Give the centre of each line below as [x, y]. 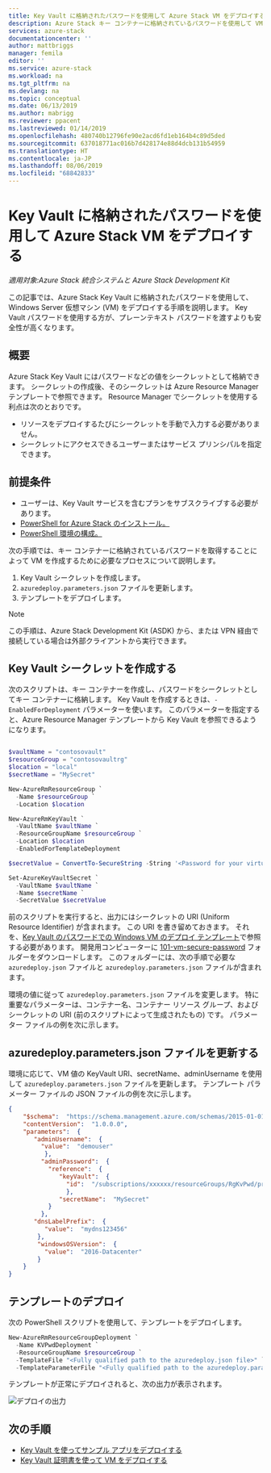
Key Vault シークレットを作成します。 [82, 577]
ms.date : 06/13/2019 [43, 106]
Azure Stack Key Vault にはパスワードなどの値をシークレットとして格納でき [134, 376]
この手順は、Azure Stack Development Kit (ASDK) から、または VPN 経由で [134, 630]
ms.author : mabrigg [41, 114]
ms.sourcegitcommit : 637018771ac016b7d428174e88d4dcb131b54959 [117, 143]
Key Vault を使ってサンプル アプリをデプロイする [101, 1450]
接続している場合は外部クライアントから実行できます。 [100, 640]
